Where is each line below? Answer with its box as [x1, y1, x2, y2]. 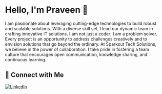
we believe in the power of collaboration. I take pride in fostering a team [5, 46, 150, 52]
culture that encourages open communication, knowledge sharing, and [5, 51, 148, 57]
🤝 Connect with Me [5, 71, 64, 79]
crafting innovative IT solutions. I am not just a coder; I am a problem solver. [5, 31, 158, 37]
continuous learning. [5, 56, 46, 62]
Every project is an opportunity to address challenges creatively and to [5, 36, 147, 42]
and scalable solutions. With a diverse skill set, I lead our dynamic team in [5, 25, 153, 31]
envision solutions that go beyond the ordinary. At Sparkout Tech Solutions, [5, 41, 157, 47]
